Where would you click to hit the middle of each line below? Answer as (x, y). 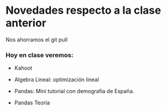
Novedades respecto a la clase (83, 10)
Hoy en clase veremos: (40, 55)
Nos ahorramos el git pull (37, 39)
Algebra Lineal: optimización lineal (57, 80)
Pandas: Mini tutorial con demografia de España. (74, 91)
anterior (26, 23)
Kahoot (23, 68)
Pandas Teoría (32, 103)
